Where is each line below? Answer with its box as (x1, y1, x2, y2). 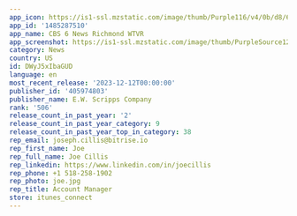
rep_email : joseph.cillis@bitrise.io (9, 136, 148, 145)
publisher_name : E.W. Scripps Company (9, 94, 152, 104)
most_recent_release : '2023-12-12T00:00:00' (9, 78, 176, 87)
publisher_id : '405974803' (9, 86, 109, 95)
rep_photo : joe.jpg (9, 177, 81, 186)
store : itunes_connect (9, 193, 93, 203)
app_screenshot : (9, 37, 69, 47)
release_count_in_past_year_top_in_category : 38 (9, 128, 192, 137)
